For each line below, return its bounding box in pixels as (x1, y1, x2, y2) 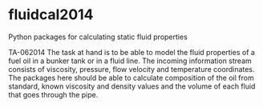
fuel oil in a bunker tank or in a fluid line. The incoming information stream (8, 56, 253, 65)
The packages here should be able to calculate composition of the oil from (8, 73, 254, 82)
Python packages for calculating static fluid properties (8, 32, 188, 42)
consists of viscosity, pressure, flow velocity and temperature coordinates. (8, 64, 255, 73)
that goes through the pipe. (8, 89, 99, 99)
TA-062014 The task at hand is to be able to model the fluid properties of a (8, 47, 255, 57)
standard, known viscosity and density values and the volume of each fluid (8, 81, 256, 91)
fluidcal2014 (8, 6, 94, 24)
